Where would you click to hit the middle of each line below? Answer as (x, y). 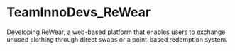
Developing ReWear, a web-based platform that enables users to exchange (116, 32)
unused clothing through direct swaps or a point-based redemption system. (117, 39)
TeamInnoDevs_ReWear (78, 12)
